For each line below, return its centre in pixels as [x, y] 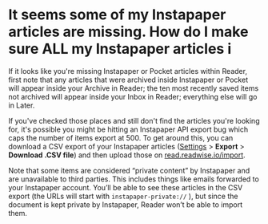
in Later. [22, 105]
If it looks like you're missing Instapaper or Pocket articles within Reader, [128, 71]
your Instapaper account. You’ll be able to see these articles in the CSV [126, 187]
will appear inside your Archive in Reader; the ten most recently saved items [134, 88]
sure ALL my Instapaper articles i [120, 49]
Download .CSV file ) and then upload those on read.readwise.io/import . [127, 155]
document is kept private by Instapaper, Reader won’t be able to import [126, 204]
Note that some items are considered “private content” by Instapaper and [129, 170]
